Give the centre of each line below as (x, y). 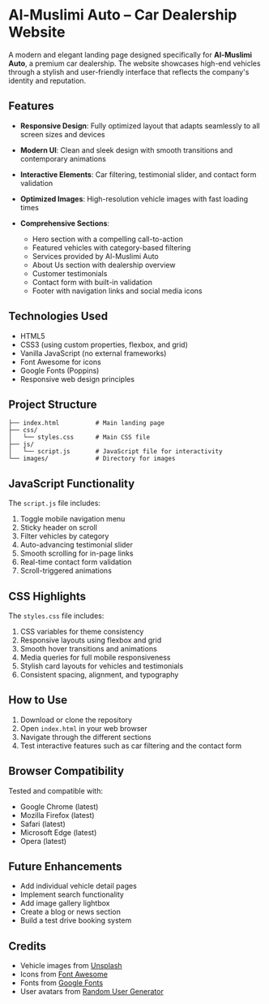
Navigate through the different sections (85, 737)
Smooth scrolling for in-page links (77, 553)
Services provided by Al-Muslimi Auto (96, 256)
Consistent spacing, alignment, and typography (99, 675)
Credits (28, 946)
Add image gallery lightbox (65, 903)
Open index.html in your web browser (83, 728)
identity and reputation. (47, 80)
